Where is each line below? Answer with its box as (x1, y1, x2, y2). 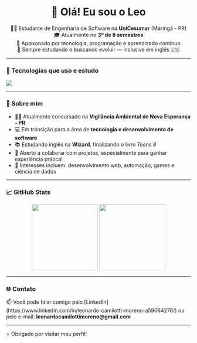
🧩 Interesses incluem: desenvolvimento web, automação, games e (14, 161, 175, 169)
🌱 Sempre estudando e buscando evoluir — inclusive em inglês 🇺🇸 (17, 46, 180, 53)
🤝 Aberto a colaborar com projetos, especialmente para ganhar (14, 149, 167, 156)
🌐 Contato (6, 284, 36, 293)
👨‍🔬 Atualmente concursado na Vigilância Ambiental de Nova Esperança (14, 113, 191, 120)
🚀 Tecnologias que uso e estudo (6, 66, 99, 74)
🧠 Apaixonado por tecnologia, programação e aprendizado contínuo (16, 39, 181, 46)
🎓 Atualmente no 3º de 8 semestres (53, 31, 144, 38)
